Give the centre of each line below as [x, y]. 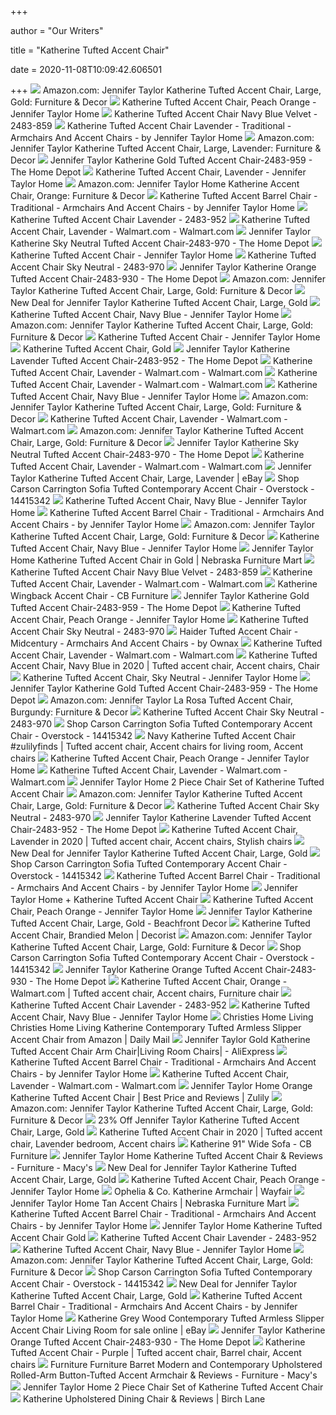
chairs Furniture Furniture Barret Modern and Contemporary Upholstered [166, 1364]
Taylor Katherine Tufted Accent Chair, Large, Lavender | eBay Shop [155, 478]
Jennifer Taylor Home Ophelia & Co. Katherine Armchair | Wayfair [151, 1191]
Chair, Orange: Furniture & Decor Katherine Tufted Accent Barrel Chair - [164, 195]
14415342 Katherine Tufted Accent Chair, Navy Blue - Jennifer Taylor [158, 500]
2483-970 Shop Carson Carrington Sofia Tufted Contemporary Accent [161, 724]
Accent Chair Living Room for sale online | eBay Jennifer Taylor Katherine [168, 1330]
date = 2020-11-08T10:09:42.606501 [86, 69]
